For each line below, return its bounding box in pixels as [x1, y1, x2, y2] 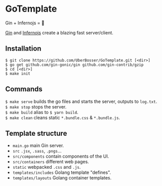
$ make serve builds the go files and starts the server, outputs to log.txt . [5, 98, 157, 104]
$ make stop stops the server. [5, 103, 67, 109]
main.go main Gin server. [12, 142, 64, 148]
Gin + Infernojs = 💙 [5, 20, 45, 26]
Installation [5, 44, 42, 53]
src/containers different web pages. [12, 159, 90, 165]
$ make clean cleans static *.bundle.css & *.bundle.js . [5, 115, 120, 121]
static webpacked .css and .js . [12, 164, 81, 170]
